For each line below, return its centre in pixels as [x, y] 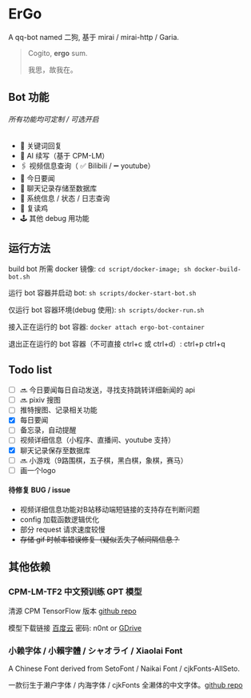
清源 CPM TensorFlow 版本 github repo [73, 611]
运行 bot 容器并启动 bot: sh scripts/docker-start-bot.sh [102, 293]
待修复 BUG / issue [39, 490]
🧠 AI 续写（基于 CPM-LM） [64, 155]
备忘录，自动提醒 [48, 430]
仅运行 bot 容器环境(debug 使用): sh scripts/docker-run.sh [106, 310]
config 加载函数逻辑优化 [60, 519]
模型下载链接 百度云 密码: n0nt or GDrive [75, 628]
